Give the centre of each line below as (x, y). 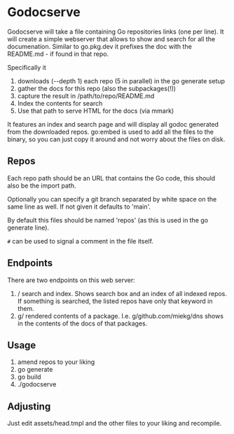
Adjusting (29, 406)
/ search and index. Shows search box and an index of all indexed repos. (122, 293)
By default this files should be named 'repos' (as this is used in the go (108, 220)
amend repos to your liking (56, 362)
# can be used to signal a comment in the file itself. (81, 241)
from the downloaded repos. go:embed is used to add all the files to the (111, 132)
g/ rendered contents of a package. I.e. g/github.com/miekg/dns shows (121, 316)
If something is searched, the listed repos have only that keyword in (115, 301)
